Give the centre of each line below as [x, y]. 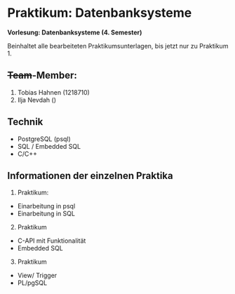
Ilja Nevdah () [37, 100]
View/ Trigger [37, 276]
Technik [25, 122]
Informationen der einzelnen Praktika [90, 176]
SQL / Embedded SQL [49, 146]
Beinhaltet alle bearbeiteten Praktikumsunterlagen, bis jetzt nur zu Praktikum [118, 46]
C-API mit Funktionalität [52, 241]
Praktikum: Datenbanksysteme [100, 13]
